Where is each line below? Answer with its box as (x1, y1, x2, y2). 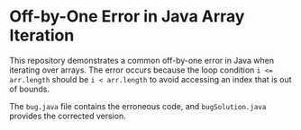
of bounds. (9, 83, 50, 94)
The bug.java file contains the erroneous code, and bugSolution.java (9, 100, 267, 111)
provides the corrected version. (9, 110, 126, 121)
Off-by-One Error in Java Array (9, 6, 245, 27)
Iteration (9, 25, 75, 46)
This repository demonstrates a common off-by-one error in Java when (9, 55, 275, 65)
